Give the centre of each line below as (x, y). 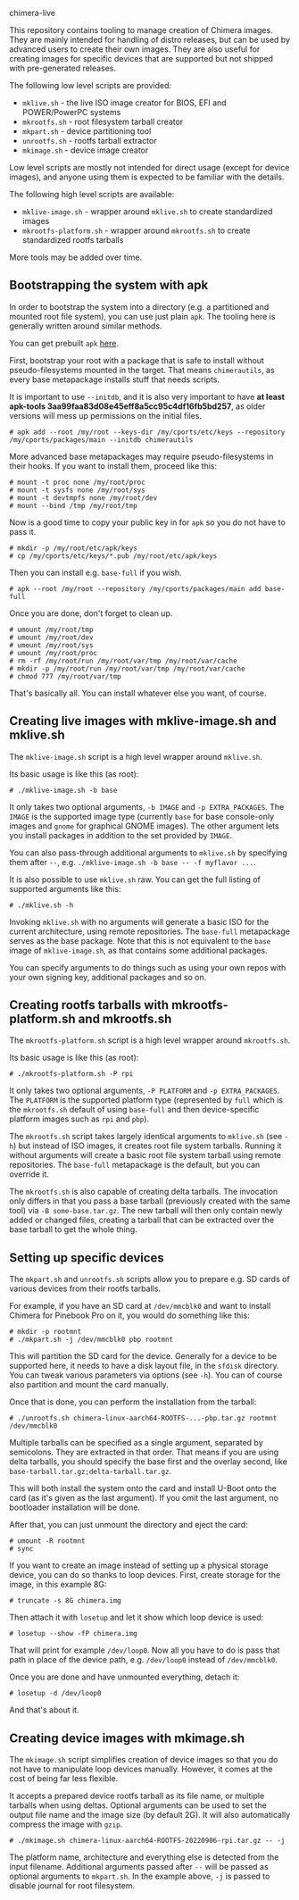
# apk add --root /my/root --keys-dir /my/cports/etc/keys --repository (147, 432)
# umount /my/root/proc (54, 653)
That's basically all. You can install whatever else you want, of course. (138, 693)
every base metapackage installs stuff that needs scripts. (115, 379)
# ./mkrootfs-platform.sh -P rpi (71, 1074)
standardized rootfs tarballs (73, 240)
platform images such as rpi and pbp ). (79, 1119)
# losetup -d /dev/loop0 (55, 1694)
